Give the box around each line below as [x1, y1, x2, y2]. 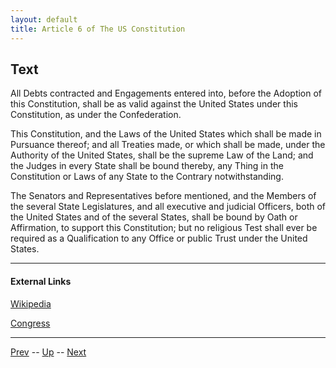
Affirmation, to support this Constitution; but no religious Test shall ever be [10, 222, 318, 234]
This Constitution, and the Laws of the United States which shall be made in [10, 128, 322, 140]
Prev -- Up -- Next [10, 346, 87, 358]
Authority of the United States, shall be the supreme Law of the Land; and [10, 149, 314, 161]
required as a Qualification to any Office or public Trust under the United [10, 232, 308, 245]
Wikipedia [10, 297, 52, 310]
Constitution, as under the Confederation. [10, 109, 182, 121]
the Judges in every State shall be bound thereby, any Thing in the [10, 160, 284, 172]
